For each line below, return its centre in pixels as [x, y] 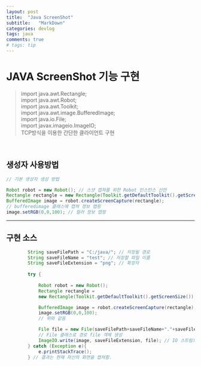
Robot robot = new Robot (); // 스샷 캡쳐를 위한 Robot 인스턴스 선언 [86, 190]
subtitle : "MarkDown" [36, 23]
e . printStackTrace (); [65, 352]
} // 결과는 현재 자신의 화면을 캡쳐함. [70, 357]
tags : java [20, 34]
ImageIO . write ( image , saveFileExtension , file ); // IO [108, 340]
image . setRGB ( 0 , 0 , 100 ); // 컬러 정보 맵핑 [56, 212]
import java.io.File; [44, 119]
